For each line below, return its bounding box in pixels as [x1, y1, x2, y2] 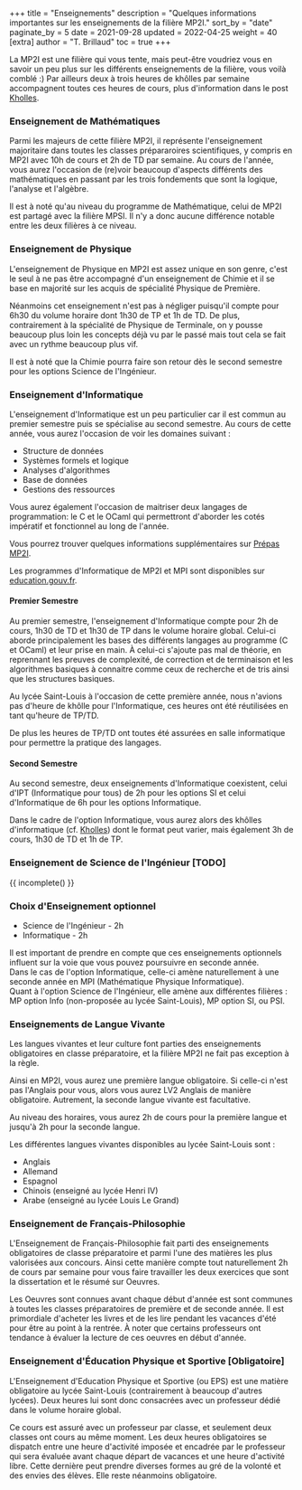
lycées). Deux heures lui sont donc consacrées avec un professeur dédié [9, 1394, 281, 1405]
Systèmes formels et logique [22, 455, 129, 466]
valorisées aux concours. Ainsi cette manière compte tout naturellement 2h [9, 1257, 288, 1268]
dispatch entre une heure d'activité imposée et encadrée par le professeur [9, 1441, 286, 1452]
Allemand [22, 1166, 59, 1177]
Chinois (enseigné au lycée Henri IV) [22, 1185, 159, 1196]
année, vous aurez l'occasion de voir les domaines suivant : [9, 428, 232, 439]
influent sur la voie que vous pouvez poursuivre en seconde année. [9, 957, 260, 967]
